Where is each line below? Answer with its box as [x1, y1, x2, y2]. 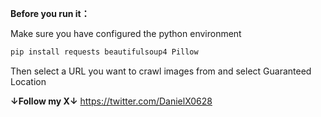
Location [10, 75, 47, 87]
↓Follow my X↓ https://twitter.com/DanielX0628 [10, 95, 213, 107]
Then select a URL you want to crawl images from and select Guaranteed [10, 65, 312, 77]
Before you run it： [10, 8, 90, 19]
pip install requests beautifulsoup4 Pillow [10, 47, 199, 57]
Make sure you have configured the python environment [10, 28, 242, 39]
